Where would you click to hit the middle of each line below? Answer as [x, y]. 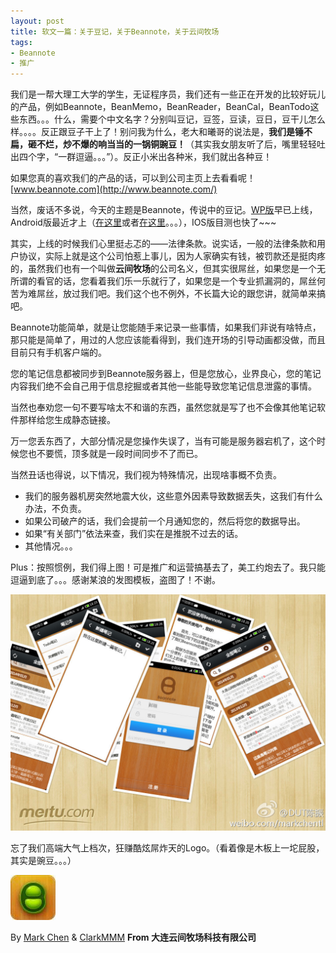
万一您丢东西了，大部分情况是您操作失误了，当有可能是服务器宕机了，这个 [163, 441]
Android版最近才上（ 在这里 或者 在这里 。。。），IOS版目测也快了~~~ [143, 222]
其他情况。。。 [51, 546]
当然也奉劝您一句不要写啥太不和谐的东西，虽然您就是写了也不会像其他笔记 [163, 407]
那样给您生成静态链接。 [67, 420]
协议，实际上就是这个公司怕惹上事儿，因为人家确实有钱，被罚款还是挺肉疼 [172, 256]
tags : [21, 42]
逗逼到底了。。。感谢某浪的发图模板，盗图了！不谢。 [115, 580]
